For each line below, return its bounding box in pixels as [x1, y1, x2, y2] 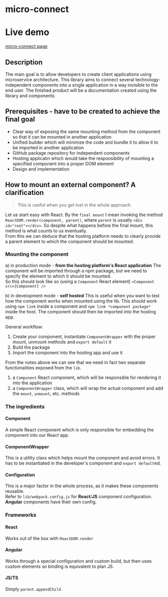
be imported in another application [12, 145, 84, 151]
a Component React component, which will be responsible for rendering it [12, 374, 161, 380]
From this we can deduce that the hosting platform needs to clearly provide [5, 233, 161, 239]
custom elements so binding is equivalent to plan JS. [5, 563, 114, 569]
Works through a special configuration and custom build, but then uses [5, 558, 152, 564]
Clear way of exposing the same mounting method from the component [12, 128, 160, 135]
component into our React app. [5, 432, 69, 438]
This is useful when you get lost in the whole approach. [17, 202, 132, 208]
